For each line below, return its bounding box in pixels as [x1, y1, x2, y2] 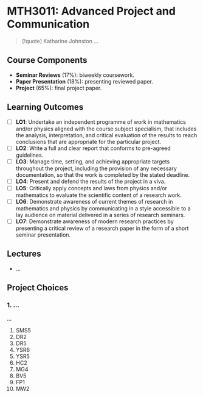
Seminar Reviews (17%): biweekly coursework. [15, 71, 134, 79]
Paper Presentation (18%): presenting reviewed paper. [15, 77, 154, 85]
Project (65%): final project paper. [15, 84, 102, 91]
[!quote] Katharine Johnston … [21, 37, 99, 45]
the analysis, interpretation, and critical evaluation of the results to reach [15, 131, 198, 138]
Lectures [7, 249, 41, 259]
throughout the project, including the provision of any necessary [15, 165, 177, 172]
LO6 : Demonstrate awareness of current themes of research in [15, 198, 173, 205]
